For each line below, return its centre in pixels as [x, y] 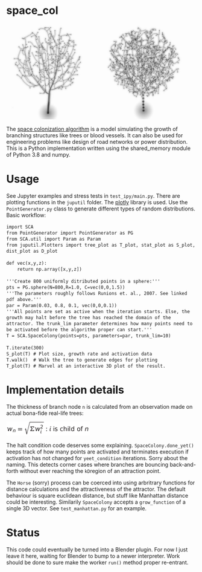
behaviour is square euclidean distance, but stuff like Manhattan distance [97, 495]
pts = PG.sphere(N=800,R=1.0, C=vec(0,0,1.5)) [66, 287]
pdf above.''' [24, 299]
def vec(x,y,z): [27, 263]
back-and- [183, 464]
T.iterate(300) [25, 348]
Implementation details [65, 390]
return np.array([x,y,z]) [50, 269]
